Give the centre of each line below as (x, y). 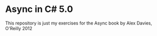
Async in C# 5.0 (39, 9)
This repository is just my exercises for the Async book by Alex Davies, (79, 23)
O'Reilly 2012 (19, 28)
